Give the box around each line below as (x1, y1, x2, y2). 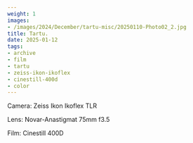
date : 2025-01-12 (7, 37, 58, 44)
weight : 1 (7, 10, 36, 18)
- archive (7, 50, 36, 57)
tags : (7, 43, 23, 50)
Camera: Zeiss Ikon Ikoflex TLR (7, 101, 97, 110)
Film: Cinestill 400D (7, 129, 65, 137)
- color (7, 82, 30, 89)
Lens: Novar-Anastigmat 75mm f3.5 (7, 116, 110, 124)
